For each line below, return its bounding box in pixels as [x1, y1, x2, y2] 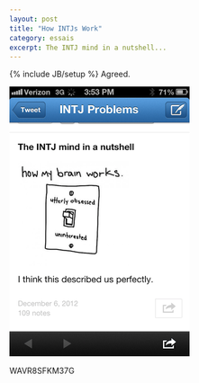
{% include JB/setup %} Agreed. [9, 68, 131, 80]
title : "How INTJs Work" [9, 23, 103, 33]
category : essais [9, 33, 75, 42]
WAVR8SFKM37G [9, 365, 75, 377]
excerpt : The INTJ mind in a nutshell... [9, 43, 167, 52]
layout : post [9, 14, 59, 23]
